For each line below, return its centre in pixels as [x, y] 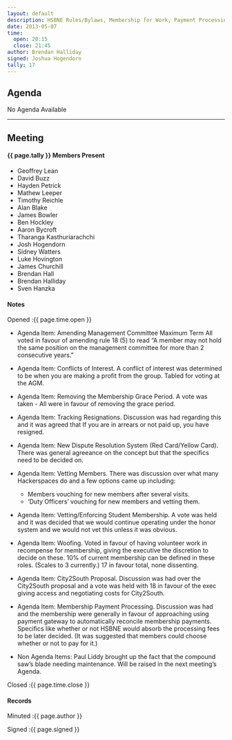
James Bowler [37, 215]
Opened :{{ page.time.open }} [49, 320]
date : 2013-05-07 [32, 26]
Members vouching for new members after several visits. [108, 494]
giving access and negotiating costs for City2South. [91, 593]
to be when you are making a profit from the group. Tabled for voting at [118, 376]
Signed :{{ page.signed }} [43, 730]
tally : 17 [21, 65]
